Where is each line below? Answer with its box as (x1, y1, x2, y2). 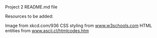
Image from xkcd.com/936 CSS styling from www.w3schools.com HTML (5, 23, 152, 28)
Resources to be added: (5, 13, 53, 19)
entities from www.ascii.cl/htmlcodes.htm (5, 28, 89, 33)
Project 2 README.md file (5, 4, 58, 10)
